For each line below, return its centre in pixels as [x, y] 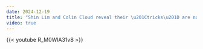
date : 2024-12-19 [28, 12]
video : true [21, 23]
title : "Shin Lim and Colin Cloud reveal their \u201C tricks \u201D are [98, 17]
